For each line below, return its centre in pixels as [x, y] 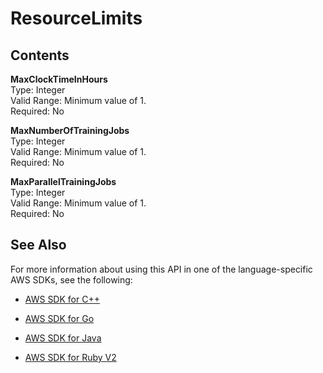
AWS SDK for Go [59, 318]
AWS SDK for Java [63, 338]
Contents [40, 55]
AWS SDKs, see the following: [71, 279]
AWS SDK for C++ [62, 299]
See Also [38, 245]
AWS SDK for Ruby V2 [70, 357]
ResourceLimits [76, 18]
